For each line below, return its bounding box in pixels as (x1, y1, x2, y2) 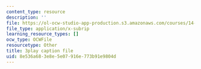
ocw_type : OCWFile (6, 37, 52, 43)
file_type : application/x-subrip (6, 25, 90, 32)
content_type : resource (6, 8, 66, 15)
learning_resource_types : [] (6, 31, 79, 37)
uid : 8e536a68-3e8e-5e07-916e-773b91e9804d (6, 53, 117, 59)
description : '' (6, 14, 47, 20)
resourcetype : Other (6, 43, 58, 49)
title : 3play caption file (6, 48, 74, 54)
